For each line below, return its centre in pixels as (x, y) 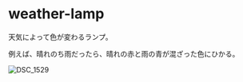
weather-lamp (56, 14)
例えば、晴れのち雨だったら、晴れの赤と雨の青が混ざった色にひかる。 (124, 53)
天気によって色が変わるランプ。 (61, 37)
